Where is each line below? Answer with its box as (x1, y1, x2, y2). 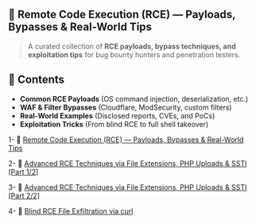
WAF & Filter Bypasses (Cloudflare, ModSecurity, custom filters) (19, 102, 232, 112)
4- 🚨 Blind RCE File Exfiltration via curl (8, 206, 134, 215)
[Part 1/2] (8, 167, 39, 176)
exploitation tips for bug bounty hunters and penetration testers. (27, 49, 241, 60)
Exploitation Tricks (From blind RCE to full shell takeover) (19, 119, 209, 129)
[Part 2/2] (8, 191, 41, 200)
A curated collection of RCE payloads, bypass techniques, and (27, 41, 236, 51)
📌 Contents (8, 73, 65, 87)
